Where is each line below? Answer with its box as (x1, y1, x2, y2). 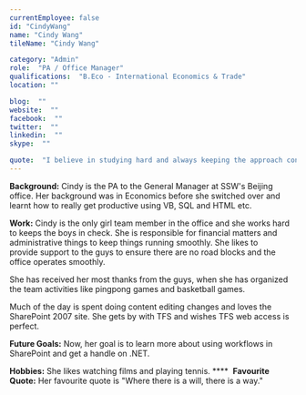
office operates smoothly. (9, 256, 106, 267)
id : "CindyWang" (9, 22, 71, 31)
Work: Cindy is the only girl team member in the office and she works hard (9, 218, 290, 228)
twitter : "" (9, 122, 59, 132)
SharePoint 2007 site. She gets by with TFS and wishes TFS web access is (9, 310, 290, 321)
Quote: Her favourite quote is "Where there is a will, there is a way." (9, 375, 264, 386)
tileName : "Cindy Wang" (9, 38, 100, 48)
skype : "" (9, 139, 51, 148)
